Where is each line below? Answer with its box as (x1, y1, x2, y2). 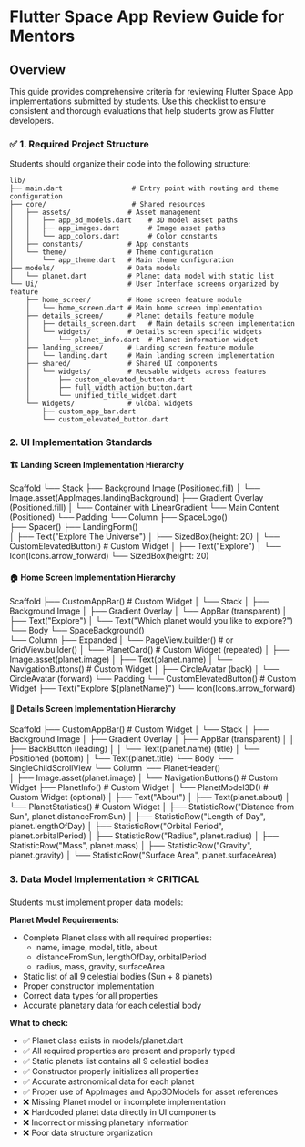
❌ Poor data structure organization (22, 1127, 153, 1139)
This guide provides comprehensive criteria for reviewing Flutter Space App (9, 86, 294, 96)
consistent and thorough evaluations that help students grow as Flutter (9, 106, 275, 116)
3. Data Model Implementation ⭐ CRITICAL (9, 872, 200, 885)
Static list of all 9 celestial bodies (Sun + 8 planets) (22, 971, 213, 982)
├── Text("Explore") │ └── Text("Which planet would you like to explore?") (9, 614, 294, 625)
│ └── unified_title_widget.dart (25, 391, 178, 401)
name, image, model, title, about (36, 942, 158, 953)
